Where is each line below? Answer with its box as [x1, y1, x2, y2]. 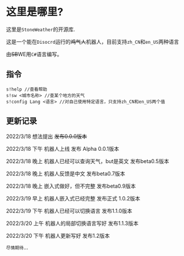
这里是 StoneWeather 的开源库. [6, 26, 75, 33]
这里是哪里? [6, 5, 63, 19]
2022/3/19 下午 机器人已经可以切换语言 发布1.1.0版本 [6, 207, 133, 214]
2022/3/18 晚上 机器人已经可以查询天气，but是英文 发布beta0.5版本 [6, 157, 169, 164]
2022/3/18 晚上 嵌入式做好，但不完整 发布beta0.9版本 [6, 182, 136, 189]
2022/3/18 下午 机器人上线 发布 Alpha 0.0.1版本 [6, 145, 120, 152]
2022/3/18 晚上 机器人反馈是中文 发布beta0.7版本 [6, 170, 125, 177]
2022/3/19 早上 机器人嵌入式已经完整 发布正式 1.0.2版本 [6, 195, 141, 202]
